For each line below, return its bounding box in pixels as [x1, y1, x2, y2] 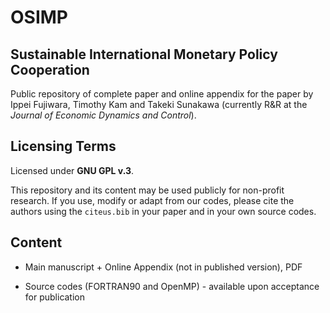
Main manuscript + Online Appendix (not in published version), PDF [24, 261, 303, 273]
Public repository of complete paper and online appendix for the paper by [10, 88, 314, 100]
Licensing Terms [10, 138, 117, 155]
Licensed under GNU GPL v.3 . [10, 164, 135, 176]
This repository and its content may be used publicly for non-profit [10, 184, 285, 196]
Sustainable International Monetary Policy [10, 46, 278, 63]
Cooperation [10, 61, 90, 78]
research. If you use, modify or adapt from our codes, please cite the [10, 194, 295, 206]
